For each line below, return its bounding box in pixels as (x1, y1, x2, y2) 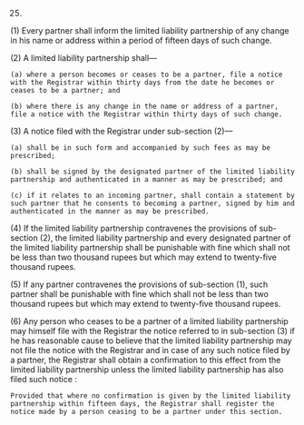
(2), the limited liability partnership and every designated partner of (40, 232, 291, 243)
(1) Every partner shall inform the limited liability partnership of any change (10, 25, 289, 35)
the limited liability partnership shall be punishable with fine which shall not (10, 242, 290, 252)
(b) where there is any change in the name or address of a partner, (10, 102, 279, 111)
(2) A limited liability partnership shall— (10, 53, 158, 63)
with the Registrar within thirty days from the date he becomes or (10, 78, 275, 87)
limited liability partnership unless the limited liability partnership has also (10, 364, 284, 375)
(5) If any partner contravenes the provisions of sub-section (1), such (10, 279, 269, 290)
